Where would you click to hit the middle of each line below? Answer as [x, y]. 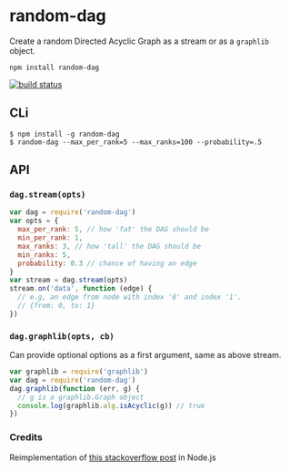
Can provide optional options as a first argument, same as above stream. [145, 355]
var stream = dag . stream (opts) [69, 280]
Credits [26, 437]
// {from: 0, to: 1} [56, 306]
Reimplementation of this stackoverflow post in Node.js [113, 457]
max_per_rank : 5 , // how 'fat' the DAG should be [113, 230]
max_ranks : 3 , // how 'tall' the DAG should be [110, 246]
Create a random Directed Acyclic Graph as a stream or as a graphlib [140, 41]
